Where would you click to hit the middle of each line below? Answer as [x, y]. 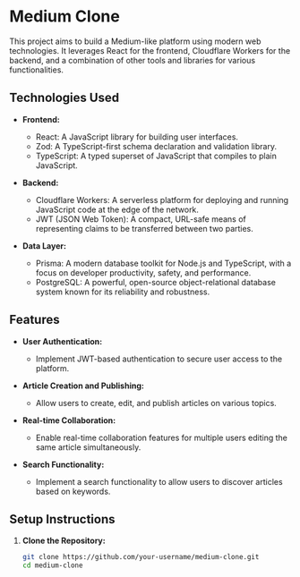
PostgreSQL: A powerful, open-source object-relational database [155, 282]
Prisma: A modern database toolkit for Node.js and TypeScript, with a [163, 263]
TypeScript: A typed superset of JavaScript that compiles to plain [156, 156]
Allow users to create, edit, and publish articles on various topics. [156, 403]
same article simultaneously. [88, 447]
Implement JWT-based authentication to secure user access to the [159, 359]
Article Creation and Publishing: [83, 386]
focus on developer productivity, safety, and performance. [143, 272]
